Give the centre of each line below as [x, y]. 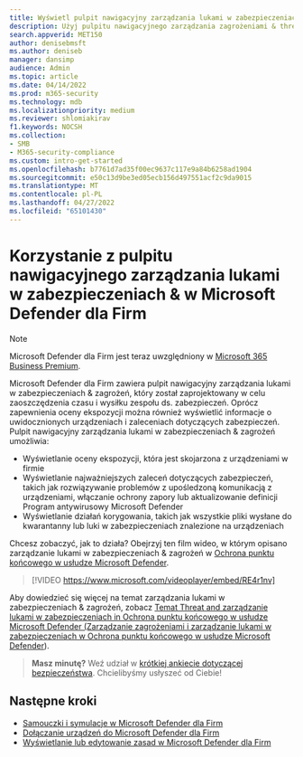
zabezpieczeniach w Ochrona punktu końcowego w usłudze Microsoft [140, 636]
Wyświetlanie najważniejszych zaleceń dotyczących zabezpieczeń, [147, 478]
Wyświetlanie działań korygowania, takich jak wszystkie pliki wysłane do [157, 516]
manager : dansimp [42, 60]
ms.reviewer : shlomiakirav [60, 118]
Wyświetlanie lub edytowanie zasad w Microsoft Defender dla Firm [147, 742]
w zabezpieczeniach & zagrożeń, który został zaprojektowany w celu [138, 393]
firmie [33, 468]
